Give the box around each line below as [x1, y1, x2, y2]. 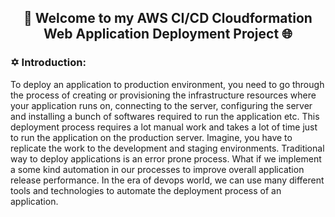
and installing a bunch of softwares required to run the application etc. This [10, 110, 320, 122]
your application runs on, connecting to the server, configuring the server [10, 99, 313, 111]
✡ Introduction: [10, 56, 87, 70]
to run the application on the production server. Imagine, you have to [10, 131, 293, 143]
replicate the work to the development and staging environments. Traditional [10, 142, 325, 154]
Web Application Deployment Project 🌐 [43, 26, 293, 43]
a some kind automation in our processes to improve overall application [10, 163, 305, 175]
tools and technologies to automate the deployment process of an [10, 184, 282, 196]
